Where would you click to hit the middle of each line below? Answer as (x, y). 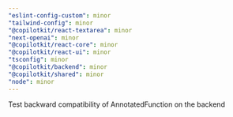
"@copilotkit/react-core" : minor (63, 45)
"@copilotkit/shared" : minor (56, 74)
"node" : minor (32, 81)
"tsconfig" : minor (38, 60)
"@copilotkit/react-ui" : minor (60, 52)
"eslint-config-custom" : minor (60, 15)
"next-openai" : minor (44, 38)
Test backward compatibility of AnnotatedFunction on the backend (116, 104)
